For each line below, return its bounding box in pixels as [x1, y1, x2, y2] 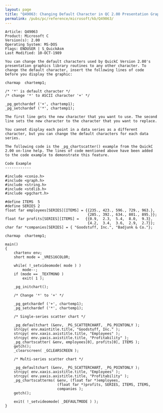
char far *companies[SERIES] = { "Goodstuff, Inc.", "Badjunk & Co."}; [5, 225, 153, 230]
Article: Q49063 [5, 30, 38, 34]
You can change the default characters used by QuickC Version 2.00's [5, 59, 151, 64]
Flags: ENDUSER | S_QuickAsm [5, 47, 64, 52]
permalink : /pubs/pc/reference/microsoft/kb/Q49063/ [5, 16, 114, 21]
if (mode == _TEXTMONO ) [14, 272, 64, 277]
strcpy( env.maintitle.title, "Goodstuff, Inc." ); [14, 327, 120, 332]
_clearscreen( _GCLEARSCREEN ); [14, 348, 79, 353]
